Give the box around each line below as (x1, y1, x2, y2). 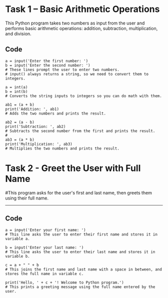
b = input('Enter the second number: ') (5, 62, 91, 68)
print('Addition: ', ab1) (5, 106, 59, 111)
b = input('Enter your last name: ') (5, 245, 84, 250)
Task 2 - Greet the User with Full (5, 162, 141, 173)
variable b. (5, 253, 30, 258)
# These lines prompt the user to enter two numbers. (5, 67, 120, 72)
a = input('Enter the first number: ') (5, 58, 88, 63)
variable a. (5, 236, 30, 241)
